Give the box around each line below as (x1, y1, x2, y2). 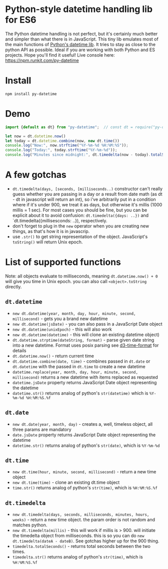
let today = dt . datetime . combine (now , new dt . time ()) (5, 138, 120, 143)
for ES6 (5, 14, 36, 26)
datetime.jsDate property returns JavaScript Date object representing (12, 379, 157, 385)
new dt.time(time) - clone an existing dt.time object (12, 479, 120, 485)
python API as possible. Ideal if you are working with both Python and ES (5, 47, 155, 53)
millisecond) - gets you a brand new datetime (12, 316, 108, 322)
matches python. (12, 522, 47, 528)
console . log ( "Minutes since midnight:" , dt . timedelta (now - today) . (5, 152, 151, 157)
